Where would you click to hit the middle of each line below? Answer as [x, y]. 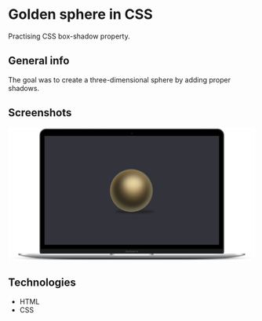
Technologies [42, 283]
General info [39, 61]
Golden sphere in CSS [80, 15]
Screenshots [40, 113]
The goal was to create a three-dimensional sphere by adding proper [120, 79]
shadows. [24, 88]
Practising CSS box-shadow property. [69, 36]
